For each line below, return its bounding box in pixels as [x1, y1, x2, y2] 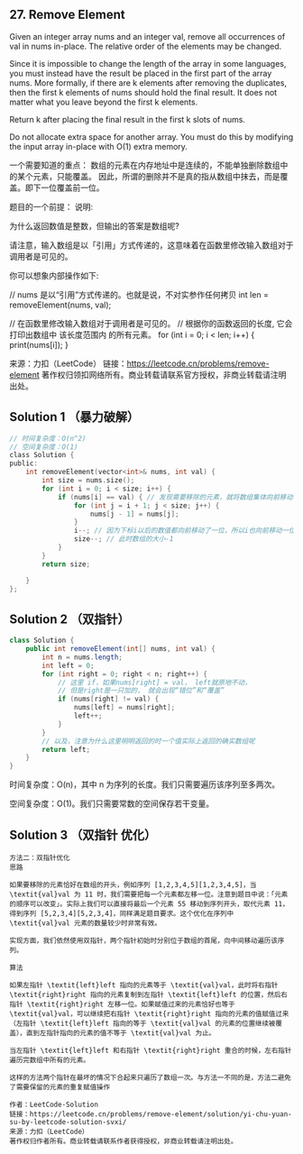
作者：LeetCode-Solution [9, 1100, 99, 1109]
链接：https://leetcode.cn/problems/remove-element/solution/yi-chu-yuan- [9, 1110, 292, 1119]
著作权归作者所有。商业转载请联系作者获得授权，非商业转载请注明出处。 [9, 1137, 238, 1146]
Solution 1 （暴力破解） [9, 409, 140, 425]
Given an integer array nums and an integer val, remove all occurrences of [9, 31, 286, 41]
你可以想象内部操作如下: [9, 270, 99, 280]
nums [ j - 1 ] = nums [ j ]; [89, 509, 179, 518]
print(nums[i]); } [9, 339, 69, 350]
